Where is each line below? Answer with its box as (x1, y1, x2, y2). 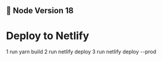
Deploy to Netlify (6, 29, 89, 42)
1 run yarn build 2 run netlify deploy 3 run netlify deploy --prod (6, 48, 156, 55)
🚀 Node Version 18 (6, 6, 74, 16)
